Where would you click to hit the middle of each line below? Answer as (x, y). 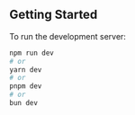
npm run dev (31, 53)
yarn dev (26, 70)
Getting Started (54, 15)
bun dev (24, 103)
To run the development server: (67, 36)
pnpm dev (26, 86)
